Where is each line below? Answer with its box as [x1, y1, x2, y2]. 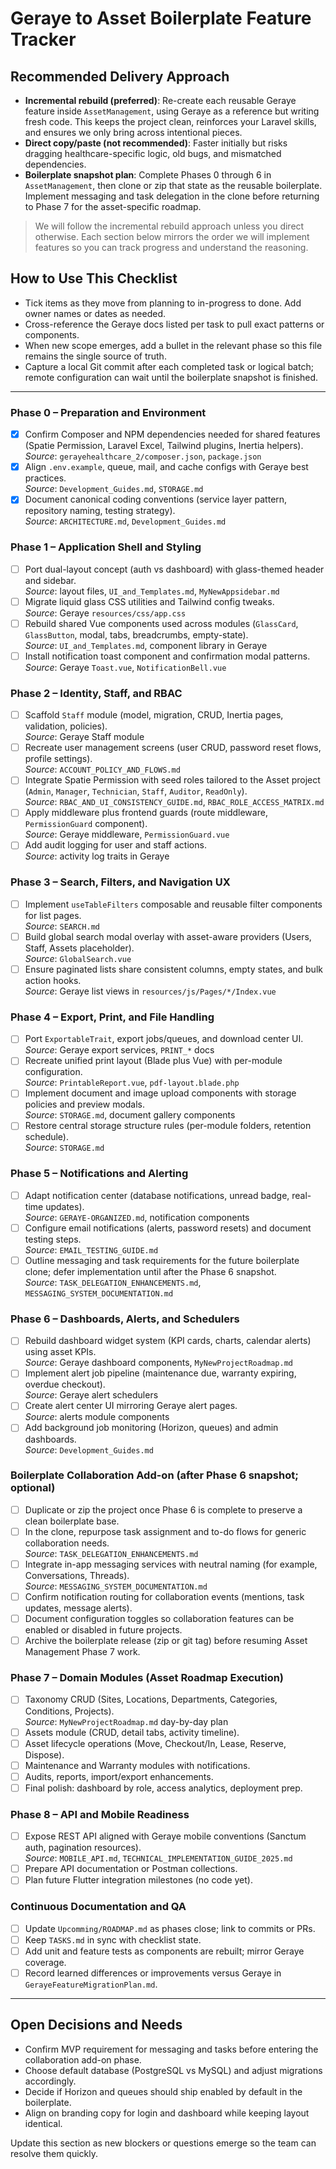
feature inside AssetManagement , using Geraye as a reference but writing [24, 105, 320, 117]
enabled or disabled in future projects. [24, 1624, 183, 1636]
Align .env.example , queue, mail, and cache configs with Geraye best [24, 461, 309, 473]
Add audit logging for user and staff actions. [24, 839, 207, 851]
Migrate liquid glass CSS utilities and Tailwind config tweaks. [24, 595, 275, 607]
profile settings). [24, 753, 93, 765]
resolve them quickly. [10, 2147, 99, 2159]
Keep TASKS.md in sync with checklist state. [24, 1933, 202, 1946]
